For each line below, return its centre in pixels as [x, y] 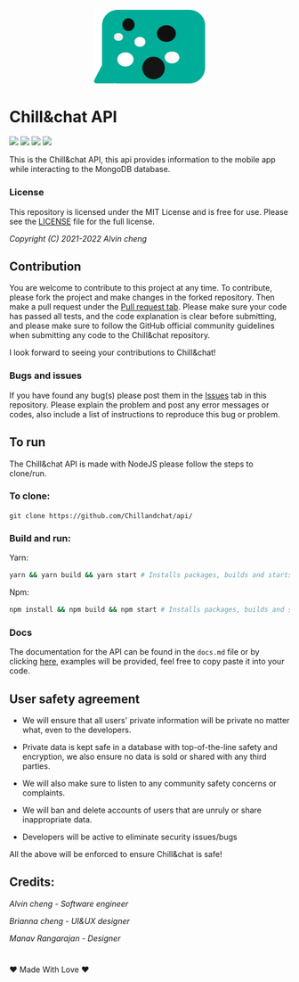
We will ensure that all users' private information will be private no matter [156, 720]
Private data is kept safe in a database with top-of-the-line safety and [149, 747]
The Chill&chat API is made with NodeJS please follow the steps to [131, 464]
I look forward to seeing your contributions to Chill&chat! [113, 352]
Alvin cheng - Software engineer [69, 904]
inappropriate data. [57, 819]
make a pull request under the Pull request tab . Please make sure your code [148, 307]
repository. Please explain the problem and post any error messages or [139, 404]
